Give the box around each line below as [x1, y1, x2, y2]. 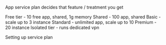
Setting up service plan [5, 34, 53, 40]
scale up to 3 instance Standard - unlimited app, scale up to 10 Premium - [5, 19, 156, 25]
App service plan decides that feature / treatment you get [5, 4, 123, 10]
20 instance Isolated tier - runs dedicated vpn [5, 24, 99, 30]
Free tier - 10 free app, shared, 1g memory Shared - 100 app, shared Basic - [5, 14, 161, 19]
